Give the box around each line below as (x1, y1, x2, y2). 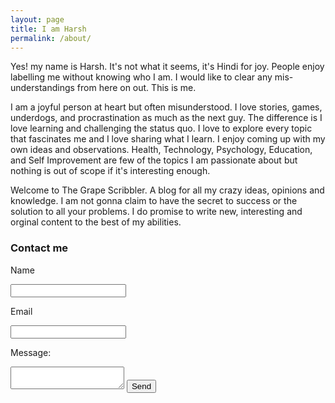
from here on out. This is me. (76, 82, 197, 94)
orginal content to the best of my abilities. (10, 216, 182, 228)
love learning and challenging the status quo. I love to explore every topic (10, 122, 313, 135)
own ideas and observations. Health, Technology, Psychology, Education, (10, 144, 313, 156)
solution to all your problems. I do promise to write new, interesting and (10, 206, 303, 218)
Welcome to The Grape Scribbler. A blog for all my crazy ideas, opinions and (10, 184, 325, 196)
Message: (10, 346, 52, 358)
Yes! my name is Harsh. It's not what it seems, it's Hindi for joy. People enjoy (10, 61, 325, 73)
